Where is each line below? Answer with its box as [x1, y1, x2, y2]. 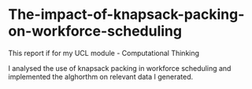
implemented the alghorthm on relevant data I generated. [8, 72, 194, 81]
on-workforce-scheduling [8, 22, 183, 40]
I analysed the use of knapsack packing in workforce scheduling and [8, 63, 232, 72]
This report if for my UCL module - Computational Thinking [8, 48, 199, 57]
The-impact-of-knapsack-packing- [8, 6, 245, 24]
